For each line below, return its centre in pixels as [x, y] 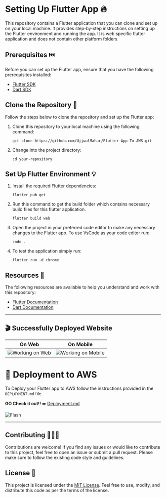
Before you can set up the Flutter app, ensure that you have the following [80, 69]
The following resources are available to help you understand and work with [82, 287]
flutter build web [31, 218]
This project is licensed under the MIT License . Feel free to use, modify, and [83, 485]
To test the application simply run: [47, 251]
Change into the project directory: [47, 150]
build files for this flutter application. [49, 209]
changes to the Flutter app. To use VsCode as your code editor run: [81, 233]
